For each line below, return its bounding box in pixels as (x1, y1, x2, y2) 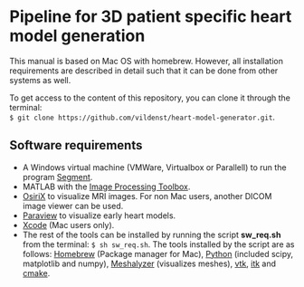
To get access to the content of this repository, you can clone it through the (9, 92, 291, 103)
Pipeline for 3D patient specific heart (9, 6, 292, 27)
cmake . (22, 267, 51, 278)
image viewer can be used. (22, 200, 124, 211)
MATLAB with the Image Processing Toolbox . (22, 181, 191, 192)
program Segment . (22, 171, 93, 182)
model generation (9, 25, 146, 46)
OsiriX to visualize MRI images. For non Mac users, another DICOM (22, 190, 272, 201)
